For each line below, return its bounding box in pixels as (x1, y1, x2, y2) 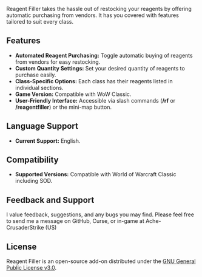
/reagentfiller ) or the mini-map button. (15, 103, 112, 111)
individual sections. (15, 84, 64, 91)
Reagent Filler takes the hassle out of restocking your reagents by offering (6, 5, 192, 12)
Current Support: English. (15, 137, 81, 145)
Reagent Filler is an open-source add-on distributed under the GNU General (6, 258, 196, 265)
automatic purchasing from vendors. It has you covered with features (6, 12, 179, 19)
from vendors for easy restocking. (15, 58, 101, 66)
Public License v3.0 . (6, 264, 57, 272)
